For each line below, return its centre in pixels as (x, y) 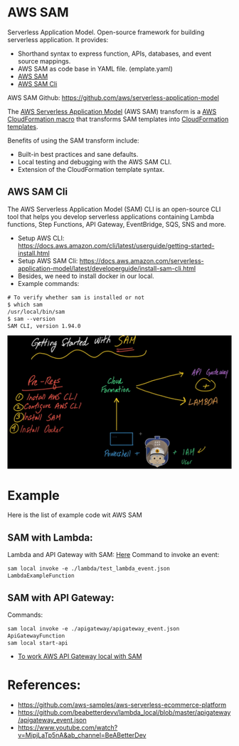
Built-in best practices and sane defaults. (78, 154)
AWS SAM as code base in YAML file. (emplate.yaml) (95, 68)
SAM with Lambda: (50, 537)
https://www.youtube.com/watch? (68, 727)
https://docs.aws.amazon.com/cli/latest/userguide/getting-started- (116, 245)
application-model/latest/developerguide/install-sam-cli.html (107, 268)
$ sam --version (31, 319)
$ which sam (25, 305)
